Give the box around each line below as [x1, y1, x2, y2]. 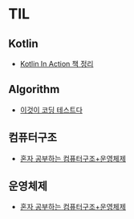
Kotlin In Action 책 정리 [19, 59, 94, 68]
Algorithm [8, 83, 60, 96]
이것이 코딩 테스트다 [19, 105, 83, 115]
